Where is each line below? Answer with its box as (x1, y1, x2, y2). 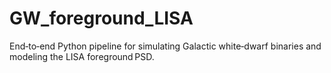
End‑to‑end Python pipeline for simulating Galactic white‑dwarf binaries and (9, 40, 322, 52)
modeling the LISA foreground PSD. (9, 50, 155, 62)
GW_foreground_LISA (9, 7, 194, 30)
